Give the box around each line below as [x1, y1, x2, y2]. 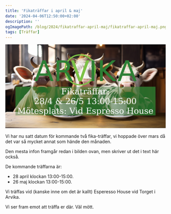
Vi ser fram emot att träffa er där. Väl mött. [5, 204, 94, 210]
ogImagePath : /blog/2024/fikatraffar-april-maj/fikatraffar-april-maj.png [5, 24, 167, 29]
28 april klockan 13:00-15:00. [12, 173, 74, 180]
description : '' [5, 19, 40, 24]
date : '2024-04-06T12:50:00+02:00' [5, 13, 81, 19]
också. [5, 154, 19, 160]
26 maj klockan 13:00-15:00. [12, 179, 72, 185]
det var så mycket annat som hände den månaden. [5, 138, 112, 145]
